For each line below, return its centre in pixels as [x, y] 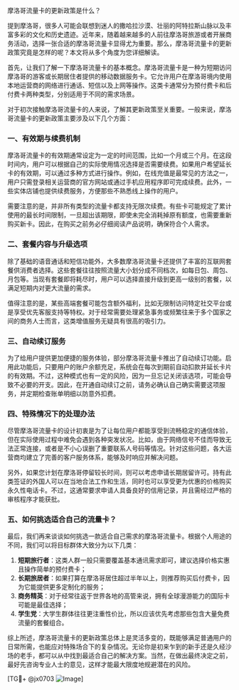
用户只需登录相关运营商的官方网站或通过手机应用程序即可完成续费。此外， [116, 182]
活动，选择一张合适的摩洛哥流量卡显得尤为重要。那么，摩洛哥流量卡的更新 [122, 43]
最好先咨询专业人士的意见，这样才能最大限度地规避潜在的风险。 [101, 664]
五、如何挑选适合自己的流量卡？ [62, 520]
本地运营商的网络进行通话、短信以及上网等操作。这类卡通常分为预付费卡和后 [119, 85]
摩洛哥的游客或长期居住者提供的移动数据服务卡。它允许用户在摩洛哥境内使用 [119, 76]
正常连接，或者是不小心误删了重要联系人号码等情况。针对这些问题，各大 [119, 448]
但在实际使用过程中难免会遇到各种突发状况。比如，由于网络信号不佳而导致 [116, 440]
